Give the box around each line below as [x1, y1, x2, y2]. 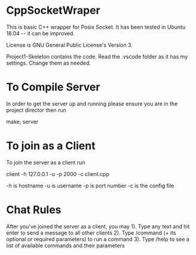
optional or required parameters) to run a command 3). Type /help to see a [6, 235, 189, 242]
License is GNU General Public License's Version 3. [6, 41, 133, 48]
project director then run [6, 106, 67, 114]
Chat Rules [6, 203, 62, 216]
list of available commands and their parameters [6, 242, 125, 249]
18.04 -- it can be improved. [6, 29, 75, 37]
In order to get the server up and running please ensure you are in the [6, 100, 178, 107]
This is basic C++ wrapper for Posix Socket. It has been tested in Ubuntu [6, 23, 186, 31]
